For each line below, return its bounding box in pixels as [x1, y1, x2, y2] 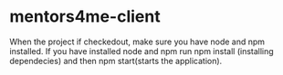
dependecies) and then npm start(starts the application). [9, 55, 223, 66]
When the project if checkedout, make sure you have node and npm [9, 36, 266, 47]
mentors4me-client [9, 6, 162, 27]
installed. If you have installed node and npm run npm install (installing [9, 45, 274, 56]
